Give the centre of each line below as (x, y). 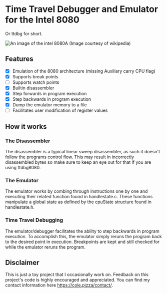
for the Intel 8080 (42, 20)
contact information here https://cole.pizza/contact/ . (59, 285)
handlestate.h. (20, 207)
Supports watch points (36, 82)
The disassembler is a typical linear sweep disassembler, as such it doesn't (82, 151)
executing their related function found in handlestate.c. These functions (79, 197)
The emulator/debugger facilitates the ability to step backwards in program (82, 231)
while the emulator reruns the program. (45, 247)
